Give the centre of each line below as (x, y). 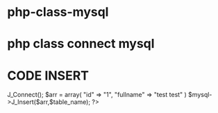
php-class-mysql (58, 12)
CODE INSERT (48, 75)
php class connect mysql (81, 44)
